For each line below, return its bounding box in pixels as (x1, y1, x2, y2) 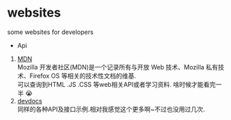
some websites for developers (7, 28, 94, 36)
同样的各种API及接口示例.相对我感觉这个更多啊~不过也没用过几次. (17, 105, 205, 113)
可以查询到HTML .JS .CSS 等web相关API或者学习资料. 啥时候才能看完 (17, 80, 216, 88)
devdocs (17, 96, 43, 105)
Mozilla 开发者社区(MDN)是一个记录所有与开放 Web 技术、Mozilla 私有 (17, 62, 219, 71)
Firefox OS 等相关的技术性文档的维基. (29, 71, 137, 80)
